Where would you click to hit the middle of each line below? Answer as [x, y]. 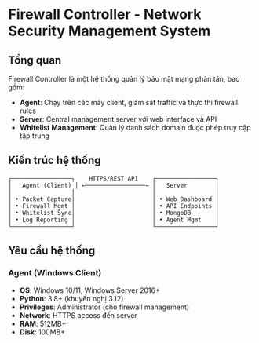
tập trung [34, 136]
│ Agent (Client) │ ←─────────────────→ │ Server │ [114, 185]
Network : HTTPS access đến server [78, 315]
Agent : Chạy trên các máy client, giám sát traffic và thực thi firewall [128, 102]
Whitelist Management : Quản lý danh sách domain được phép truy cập [135, 128]
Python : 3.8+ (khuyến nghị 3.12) [71, 298]
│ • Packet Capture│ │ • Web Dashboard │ [114, 199]
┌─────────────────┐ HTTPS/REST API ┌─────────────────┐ [114, 178]
